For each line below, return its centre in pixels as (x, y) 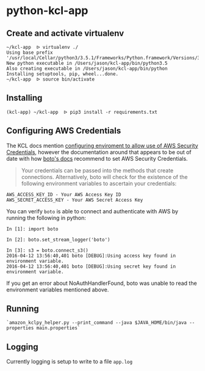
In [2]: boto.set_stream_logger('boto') (59, 240)
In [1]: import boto (33, 229)
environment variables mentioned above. (58, 289)
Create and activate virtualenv (65, 33)
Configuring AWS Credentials (64, 131)
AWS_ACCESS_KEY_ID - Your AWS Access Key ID (64, 194)
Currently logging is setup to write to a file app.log (70, 362)
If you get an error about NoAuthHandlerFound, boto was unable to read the (102, 283)
